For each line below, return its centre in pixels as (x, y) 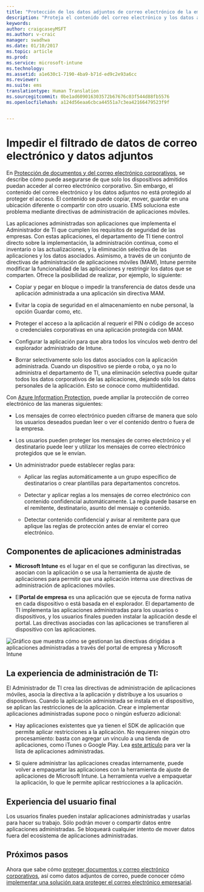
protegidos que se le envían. (51, 453)
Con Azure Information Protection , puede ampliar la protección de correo (98, 397)
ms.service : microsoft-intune (45, 63)
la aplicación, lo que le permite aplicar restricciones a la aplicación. (99, 783)
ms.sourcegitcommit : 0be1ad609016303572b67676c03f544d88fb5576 (88, 97)
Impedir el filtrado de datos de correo (102, 143)
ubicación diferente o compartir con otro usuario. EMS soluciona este (93, 205)
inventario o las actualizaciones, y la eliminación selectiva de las (87, 249)
